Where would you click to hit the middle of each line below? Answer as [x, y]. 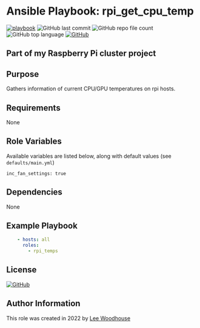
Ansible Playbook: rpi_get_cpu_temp [100, 11]
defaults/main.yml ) [30, 162]
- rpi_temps [43, 251]
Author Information [43, 303]
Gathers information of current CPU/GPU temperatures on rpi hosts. [91, 89]
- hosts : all [34, 240]
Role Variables [34, 142]
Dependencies [34, 192]
